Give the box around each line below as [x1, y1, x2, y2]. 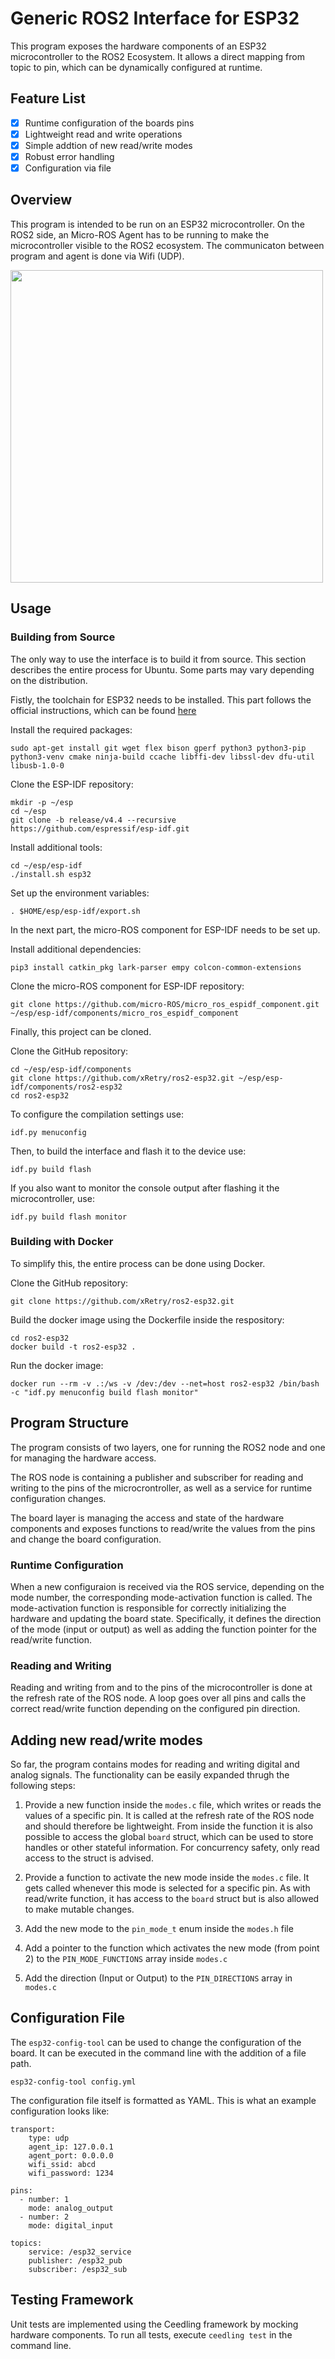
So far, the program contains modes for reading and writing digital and [10, 1758, 300, 1771]
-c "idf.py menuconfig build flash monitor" [10, 1387, 199, 1397]
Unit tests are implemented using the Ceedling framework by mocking [10, 2318, 299, 2330]
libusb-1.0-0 [10, 760, 65, 771]
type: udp [28, 2133, 70, 2143]
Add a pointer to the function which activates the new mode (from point [24, 1942, 320, 1954]
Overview [10, 192, 73, 209]
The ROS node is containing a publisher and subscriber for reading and [10, 1471, 304, 1483]
